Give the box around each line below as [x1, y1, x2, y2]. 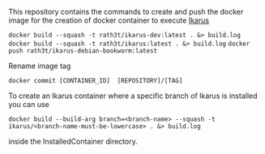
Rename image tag [8, 61, 71, 71]
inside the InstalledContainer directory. [8, 137, 138, 146]
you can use [8, 100, 50, 109]
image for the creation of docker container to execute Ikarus [8, 15, 209, 25]
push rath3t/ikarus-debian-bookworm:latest [8, 47, 158, 55]
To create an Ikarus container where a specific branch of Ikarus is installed [8, 91, 258, 101]
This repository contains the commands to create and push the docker [8, 7, 244, 16]
